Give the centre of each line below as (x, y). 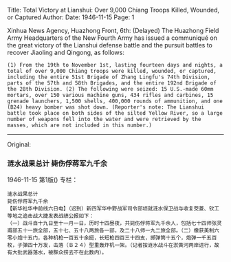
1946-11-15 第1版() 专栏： (43, 180)
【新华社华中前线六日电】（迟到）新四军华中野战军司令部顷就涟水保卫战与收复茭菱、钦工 (113, 209)
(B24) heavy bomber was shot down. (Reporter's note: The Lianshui (106, 107)
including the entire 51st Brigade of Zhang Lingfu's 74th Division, (109, 77)
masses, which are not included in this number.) (80, 125)
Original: (19, 144)
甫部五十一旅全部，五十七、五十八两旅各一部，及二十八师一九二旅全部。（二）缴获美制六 (113, 231)
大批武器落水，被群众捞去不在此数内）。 (59, 253)
